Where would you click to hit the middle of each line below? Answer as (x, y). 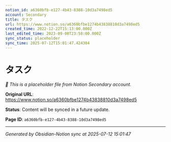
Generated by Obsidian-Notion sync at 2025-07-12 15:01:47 (68, 134)
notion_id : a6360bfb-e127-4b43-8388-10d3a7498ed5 (59, 10)
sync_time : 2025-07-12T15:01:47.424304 (48, 43)
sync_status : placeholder (33, 39)
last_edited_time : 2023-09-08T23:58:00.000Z (53, 34)
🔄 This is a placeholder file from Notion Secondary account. (68, 84)
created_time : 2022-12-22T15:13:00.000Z (49, 29)
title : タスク (19, 19)
